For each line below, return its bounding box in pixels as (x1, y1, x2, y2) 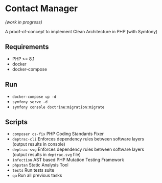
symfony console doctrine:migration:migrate (12, 105, 105, 110)
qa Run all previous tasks (12, 172, 62, 179)
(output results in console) (12, 141, 66, 147)
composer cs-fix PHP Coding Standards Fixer (12, 131, 104, 137)
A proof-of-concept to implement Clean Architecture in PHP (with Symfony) (5, 28, 158, 34)
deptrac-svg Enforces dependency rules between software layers (12, 146, 144, 152)
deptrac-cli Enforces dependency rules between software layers (12, 136, 144, 142)
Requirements (5, 43, 49, 51)
